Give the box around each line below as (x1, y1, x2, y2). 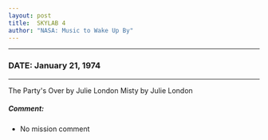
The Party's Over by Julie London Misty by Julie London (8, 85, 193, 95)
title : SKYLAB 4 (8, 19, 66, 27)
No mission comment (19, 124, 90, 134)
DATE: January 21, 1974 (8, 60, 101, 72)
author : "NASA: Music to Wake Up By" (8, 26, 134, 34)
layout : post (8, 11, 52, 20)
